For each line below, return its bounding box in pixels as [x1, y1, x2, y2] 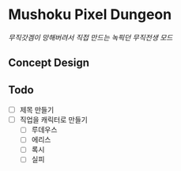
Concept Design [8, 56, 89, 70]
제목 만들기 [19, 105, 55, 115]
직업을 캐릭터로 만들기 [19, 115, 89, 124]
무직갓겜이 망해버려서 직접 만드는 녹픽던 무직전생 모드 [8, 32, 173, 42]
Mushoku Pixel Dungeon [8, 6, 172, 24]
